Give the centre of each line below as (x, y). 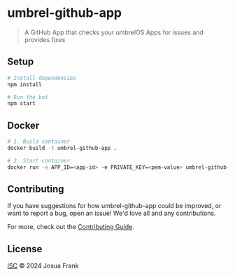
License (25, 249)
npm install (24, 84)
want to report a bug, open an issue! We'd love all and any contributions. (112, 213)
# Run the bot (28, 97)
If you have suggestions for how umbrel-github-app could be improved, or (114, 206)
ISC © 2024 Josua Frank (43, 266)
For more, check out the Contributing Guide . (71, 227)
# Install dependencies (42, 78)
